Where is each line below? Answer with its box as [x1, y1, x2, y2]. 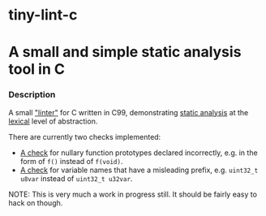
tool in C [8, 60, 65, 79]
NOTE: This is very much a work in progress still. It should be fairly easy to [8, 189, 258, 199]
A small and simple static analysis [8, 43, 242, 62]
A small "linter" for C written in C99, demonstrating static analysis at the [8, 107, 249, 117]
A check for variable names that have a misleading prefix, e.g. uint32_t [19, 165, 259, 175]
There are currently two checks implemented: [8, 132, 161, 141]
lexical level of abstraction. [8, 116, 98, 126]
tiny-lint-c [8, 6, 78, 24]
